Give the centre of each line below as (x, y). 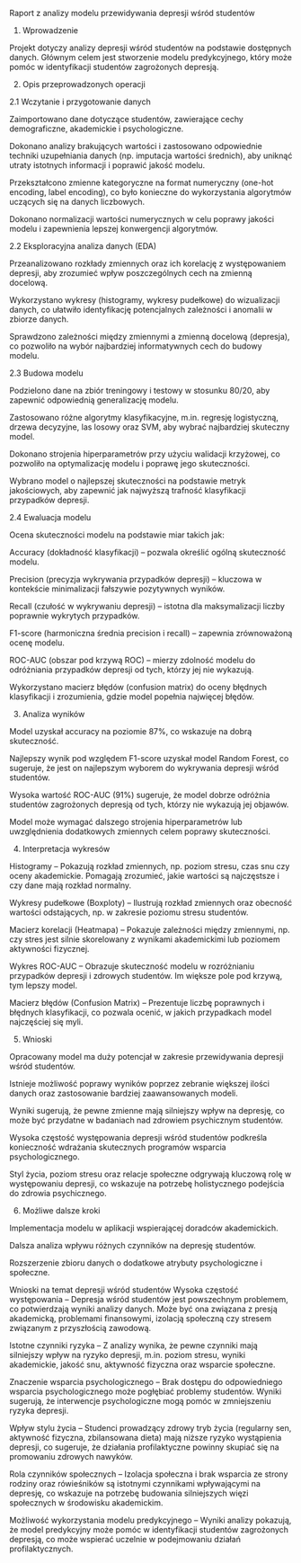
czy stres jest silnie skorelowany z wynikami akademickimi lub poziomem (145, 939)
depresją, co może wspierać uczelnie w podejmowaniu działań (125, 1539)
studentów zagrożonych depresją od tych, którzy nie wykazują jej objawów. (149, 804)
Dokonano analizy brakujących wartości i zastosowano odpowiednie (136, 146)
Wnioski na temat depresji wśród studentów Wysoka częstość (124, 1290)
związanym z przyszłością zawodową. (80, 1328)
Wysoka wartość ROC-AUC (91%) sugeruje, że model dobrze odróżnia (140, 795)
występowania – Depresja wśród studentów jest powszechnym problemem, (149, 1299)
